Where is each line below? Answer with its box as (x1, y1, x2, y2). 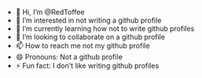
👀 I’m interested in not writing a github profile (15, 16, 162, 25)
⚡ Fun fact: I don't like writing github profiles (15, 61, 160, 70)
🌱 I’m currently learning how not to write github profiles (15, 24, 195, 33)
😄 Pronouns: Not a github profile (15, 52, 123, 62)
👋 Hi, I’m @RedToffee (15, 8, 85, 16)
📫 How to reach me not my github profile (15, 41, 151, 50)
